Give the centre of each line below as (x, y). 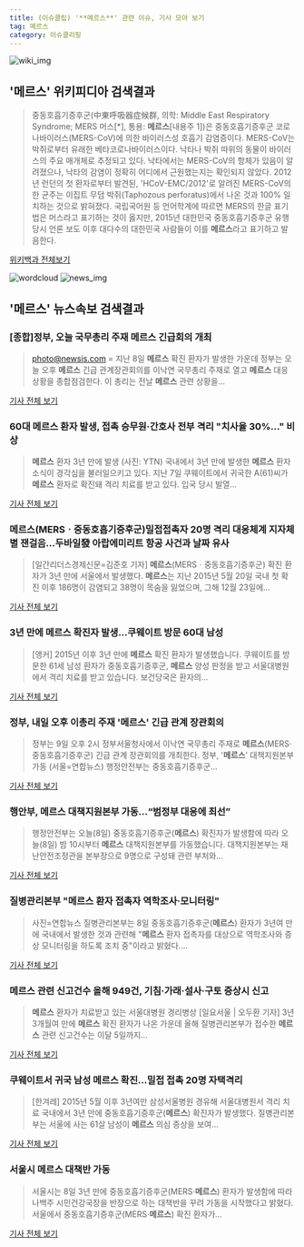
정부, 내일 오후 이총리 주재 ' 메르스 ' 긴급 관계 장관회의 (117, 722)
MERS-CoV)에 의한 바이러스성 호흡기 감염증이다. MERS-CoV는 (183, 138)
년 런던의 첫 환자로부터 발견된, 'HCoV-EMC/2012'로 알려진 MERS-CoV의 (162, 184)
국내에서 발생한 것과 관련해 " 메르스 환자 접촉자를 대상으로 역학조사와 (162, 934)
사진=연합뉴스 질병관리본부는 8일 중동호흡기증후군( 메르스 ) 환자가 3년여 (157, 923)
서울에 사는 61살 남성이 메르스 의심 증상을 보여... (134, 1124)
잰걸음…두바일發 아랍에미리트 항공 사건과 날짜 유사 (124, 543)
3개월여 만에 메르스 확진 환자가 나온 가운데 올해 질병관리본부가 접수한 (154, 1023)
